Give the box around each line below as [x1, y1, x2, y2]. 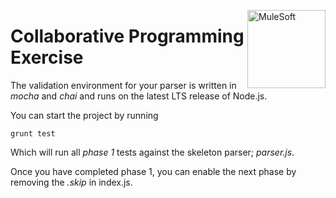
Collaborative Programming [10, 25, 245, 48]
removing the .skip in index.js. [10, 176, 133, 188]
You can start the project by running [10, 109, 159, 121]
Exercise [10, 46, 84, 69]
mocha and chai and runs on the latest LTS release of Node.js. [10, 90, 268, 102]
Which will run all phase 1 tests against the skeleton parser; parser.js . [10, 146, 295, 158]
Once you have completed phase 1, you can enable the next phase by [10, 165, 297, 177]
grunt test [10, 128, 56, 139]
